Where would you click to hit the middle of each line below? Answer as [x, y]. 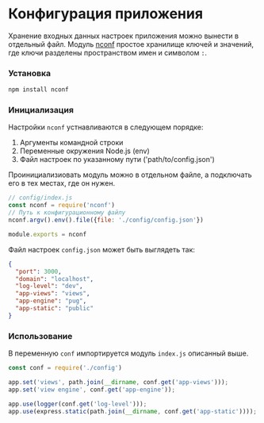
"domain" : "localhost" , [54, 279]
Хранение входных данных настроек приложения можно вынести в [124, 36]
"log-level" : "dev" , [49, 286]
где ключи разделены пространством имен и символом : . [108, 52]
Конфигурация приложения [106, 14]
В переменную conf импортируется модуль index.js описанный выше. [128, 353]
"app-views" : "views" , [53, 294]
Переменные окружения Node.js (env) [85, 151]
